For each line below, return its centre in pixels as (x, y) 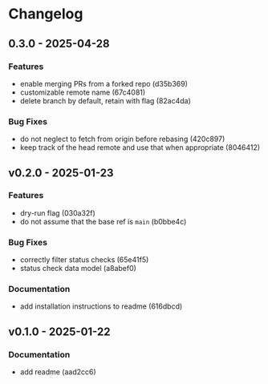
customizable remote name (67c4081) (83, 92)
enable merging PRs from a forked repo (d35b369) (104, 83)
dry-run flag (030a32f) (58, 212)
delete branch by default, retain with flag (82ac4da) (105, 100)
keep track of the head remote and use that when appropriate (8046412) (140, 148)
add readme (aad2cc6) (58, 372)
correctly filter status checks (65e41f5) (84, 260)
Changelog (46, 14)
